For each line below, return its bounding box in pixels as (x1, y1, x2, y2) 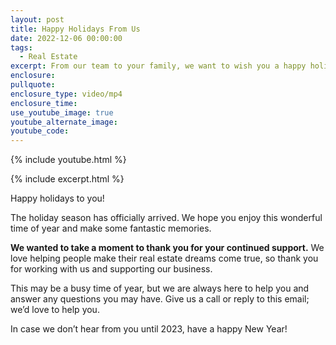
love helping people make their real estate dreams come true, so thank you (10, 252, 319, 265)
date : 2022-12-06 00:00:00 (10, 33, 123, 43)
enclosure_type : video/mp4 (10, 89, 123, 99)
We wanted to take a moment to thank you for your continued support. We (10, 242, 325, 254)
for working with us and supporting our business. (10, 263, 213, 275)
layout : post (10, 14, 65, 25)
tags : (10, 42, 33, 53)
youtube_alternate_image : (10, 117, 118, 127)
